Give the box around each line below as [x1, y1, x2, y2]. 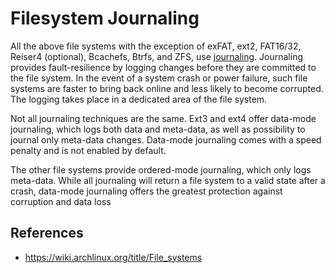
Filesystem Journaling [10, 7, 200, 30]
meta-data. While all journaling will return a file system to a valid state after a [10, 174, 326, 186]
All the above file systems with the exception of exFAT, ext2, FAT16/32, [10, 40, 302, 52]
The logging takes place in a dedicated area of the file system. [10, 93, 268, 105]
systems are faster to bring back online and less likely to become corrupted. [10, 82, 324, 94]
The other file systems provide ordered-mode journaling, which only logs [10, 163, 312, 176]
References [10, 225, 84, 242]
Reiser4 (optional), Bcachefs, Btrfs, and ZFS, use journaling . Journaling [10, 50, 303, 62]
